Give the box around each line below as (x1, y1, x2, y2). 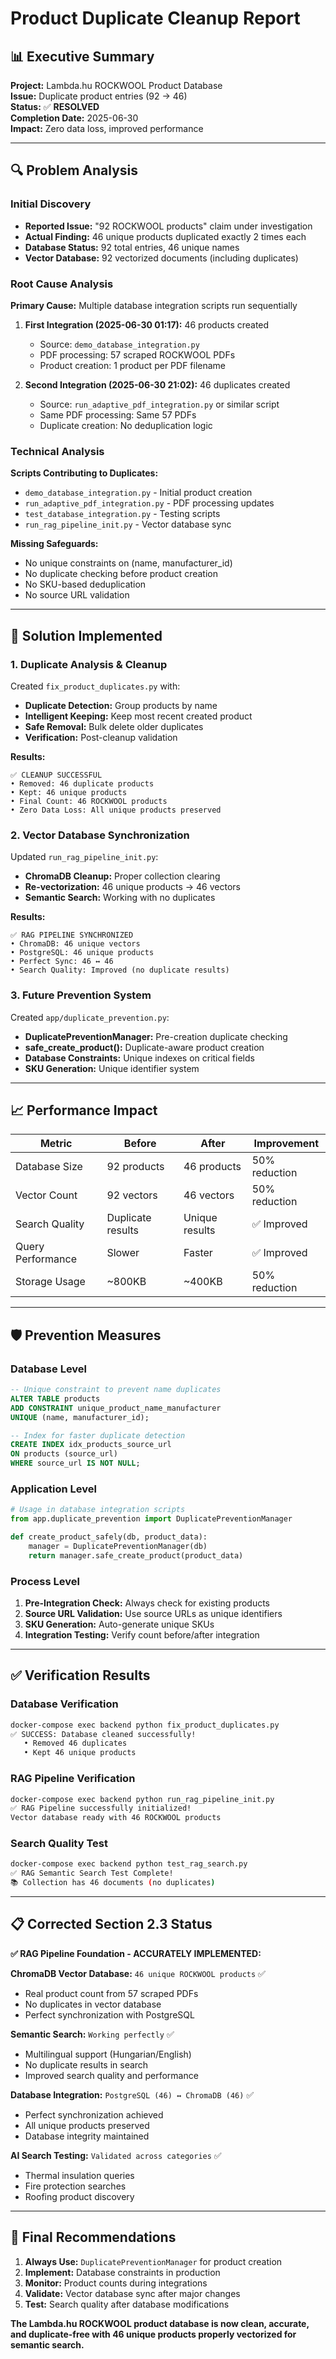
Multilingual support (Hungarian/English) (24, 2048, 192, 2060)
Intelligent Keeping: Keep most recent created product (24, 710, 253, 722)
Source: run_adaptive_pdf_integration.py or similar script (39, 398, 280, 410)
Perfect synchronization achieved (24, 2108, 164, 2121)
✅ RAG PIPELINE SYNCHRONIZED (10, 930, 134, 941)
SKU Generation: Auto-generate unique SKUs (24, 1618, 215, 1631)
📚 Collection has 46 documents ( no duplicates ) (10, 1878, 216, 1888)
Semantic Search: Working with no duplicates (24, 892, 216, 904)
